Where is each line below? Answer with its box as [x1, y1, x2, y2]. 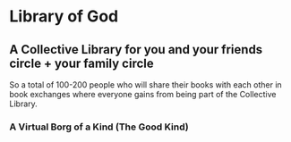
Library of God [9, 6, 119, 27]
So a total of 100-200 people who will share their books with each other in [9, 79, 282, 90]
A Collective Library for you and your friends [9, 42, 263, 57]
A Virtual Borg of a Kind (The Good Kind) [9, 121, 190, 133]
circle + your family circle [9, 55, 154, 71]
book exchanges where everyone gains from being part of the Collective [9, 89, 277, 99]
